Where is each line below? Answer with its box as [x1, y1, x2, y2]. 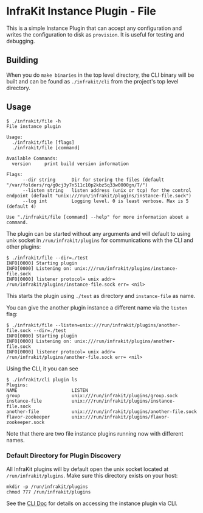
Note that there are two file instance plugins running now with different [6, 430, 184, 437]
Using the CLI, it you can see [6, 364, 78, 372]
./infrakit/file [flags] [12, 139, 75, 146]
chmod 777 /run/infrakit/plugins [6, 489, 91, 495]
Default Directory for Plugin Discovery [6, 451, 122, 460]
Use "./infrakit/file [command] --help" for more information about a [6, 214, 189, 220]
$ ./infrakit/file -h [6, 118, 61, 124]
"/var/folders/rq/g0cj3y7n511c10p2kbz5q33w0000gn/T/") [6, 182, 148, 188]
